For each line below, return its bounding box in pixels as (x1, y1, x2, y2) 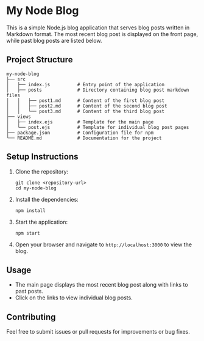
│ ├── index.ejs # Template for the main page (6, 119, 154, 125)
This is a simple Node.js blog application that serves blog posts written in (6, 24, 190, 31)
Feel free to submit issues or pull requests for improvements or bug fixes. (6, 328, 190, 335)
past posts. (15, 288, 44, 295)
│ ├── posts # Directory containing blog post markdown (6, 87, 189, 93)
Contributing (6, 312, 56, 322)
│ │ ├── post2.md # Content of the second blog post (6, 103, 167, 109)
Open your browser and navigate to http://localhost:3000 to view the (15, 241, 192, 248)
